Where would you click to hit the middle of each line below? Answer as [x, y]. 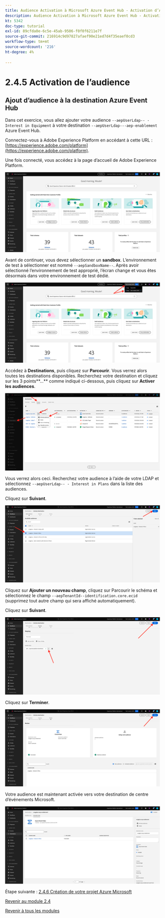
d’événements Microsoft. [30, 800]
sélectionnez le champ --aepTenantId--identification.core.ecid [71, 596]
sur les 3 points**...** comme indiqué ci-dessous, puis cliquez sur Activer [80, 381]
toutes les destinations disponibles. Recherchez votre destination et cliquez [82, 376]
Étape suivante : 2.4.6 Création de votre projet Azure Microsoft [69, 892]
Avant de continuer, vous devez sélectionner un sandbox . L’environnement [81, 260]
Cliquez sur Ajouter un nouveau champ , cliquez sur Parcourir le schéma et [81, 590]
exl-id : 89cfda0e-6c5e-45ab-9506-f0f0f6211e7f [54, 31]
